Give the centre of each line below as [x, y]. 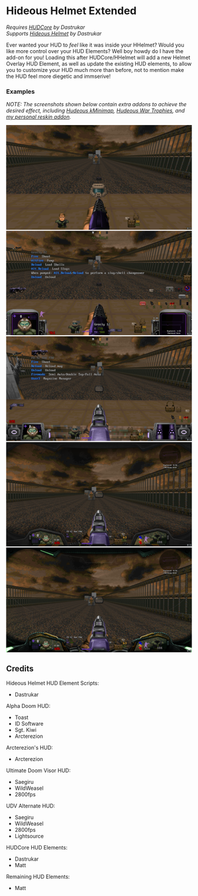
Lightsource [29, 836]
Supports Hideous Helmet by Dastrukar [54, 33]
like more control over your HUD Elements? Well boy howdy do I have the [95, 51]
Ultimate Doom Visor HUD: [38, 770]
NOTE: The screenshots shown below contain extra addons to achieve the [96, 104]
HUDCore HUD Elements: [37, 847]
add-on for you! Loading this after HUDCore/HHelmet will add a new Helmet [98, 57]
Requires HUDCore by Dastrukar [46, 27]
